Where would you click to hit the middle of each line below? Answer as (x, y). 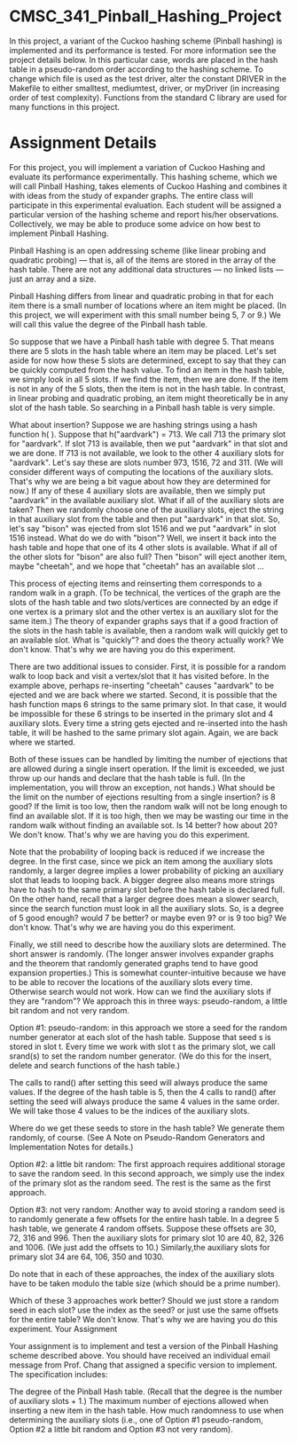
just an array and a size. (53, 279)
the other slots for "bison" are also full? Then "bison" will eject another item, (148, 556)
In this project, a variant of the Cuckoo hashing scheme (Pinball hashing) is (146, 41)
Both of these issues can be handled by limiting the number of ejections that (148, 759)
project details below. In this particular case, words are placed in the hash (144, 59)
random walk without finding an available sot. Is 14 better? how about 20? (143, 825)
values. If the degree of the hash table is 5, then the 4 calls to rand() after (143, 1092)
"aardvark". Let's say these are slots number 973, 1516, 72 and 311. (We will (146, 462)
